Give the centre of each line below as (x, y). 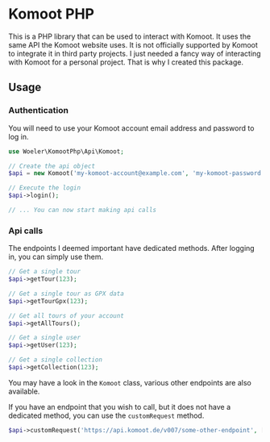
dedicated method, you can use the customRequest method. (106, 415)
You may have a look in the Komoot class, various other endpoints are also (130, 382)
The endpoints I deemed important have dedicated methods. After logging (132, 248)
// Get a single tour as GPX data (66, 294)
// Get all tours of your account (66, 315)
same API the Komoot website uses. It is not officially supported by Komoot (133, 44)
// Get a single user (45, 338)
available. (24, 391)
